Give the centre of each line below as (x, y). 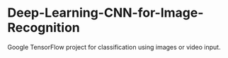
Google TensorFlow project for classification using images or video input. (114, 47)
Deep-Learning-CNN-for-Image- (106, 13)
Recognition (44, 28)
